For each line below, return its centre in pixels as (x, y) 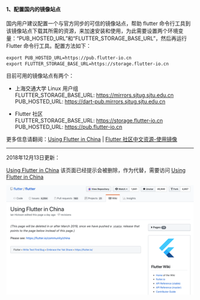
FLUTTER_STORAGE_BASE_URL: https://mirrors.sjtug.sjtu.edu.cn (94, 95)
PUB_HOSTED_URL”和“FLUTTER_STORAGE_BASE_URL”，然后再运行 (103, 38)
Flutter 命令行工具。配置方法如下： (49, 46)
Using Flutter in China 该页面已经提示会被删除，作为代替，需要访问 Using (96, 170)
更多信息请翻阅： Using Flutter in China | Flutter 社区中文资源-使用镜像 (92, 139)
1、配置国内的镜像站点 (34, 9)
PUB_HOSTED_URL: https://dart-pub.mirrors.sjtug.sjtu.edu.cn (90, 102)
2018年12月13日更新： (33, 158)
